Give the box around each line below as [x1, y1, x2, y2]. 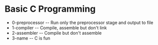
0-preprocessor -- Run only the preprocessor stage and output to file [11, 20, 154, 25]
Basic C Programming [4, 3, 96, 15]
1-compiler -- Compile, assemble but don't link [11, 24, 107, 30]
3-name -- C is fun [11, 35, 51, 41]
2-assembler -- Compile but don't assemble [11, 30, 102, 36]
